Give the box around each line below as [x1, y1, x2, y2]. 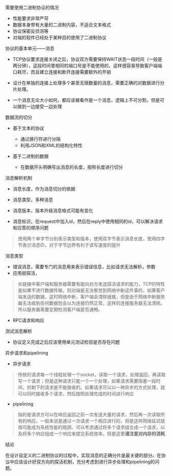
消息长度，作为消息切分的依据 [12, 186, 75, 192]
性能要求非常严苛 [12, 15, 49, 21]
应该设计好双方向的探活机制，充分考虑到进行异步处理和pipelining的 [14, 459, 155, 465]
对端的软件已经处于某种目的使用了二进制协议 [12, 35, 107, 40]
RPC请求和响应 [12, 317, 44, 323]
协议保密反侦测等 [12, 28, 49, 34]
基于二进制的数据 [12, 153, 49, 159]
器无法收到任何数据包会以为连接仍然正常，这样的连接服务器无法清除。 [17, 300, 165, 306]
